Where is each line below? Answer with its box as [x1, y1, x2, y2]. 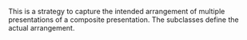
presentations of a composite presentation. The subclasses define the [8, 15, 239, 24]
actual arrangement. [8, 24, 75, 32]
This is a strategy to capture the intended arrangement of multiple [8, 7, 225, 16]
